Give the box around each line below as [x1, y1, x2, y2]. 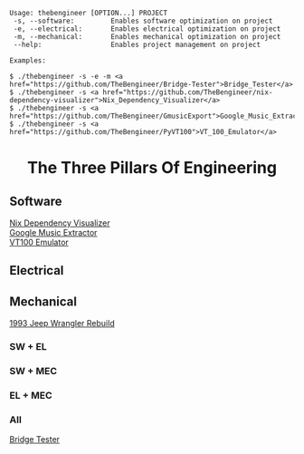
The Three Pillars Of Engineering [26, 158, 278, 179]
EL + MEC [9, 389, 52, 401]
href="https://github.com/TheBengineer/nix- [102, 88, 273, 97]
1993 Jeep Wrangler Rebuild [9, 318, 115, 329]
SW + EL [9, 341, 47, 353]
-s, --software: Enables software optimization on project [13, 16, 273, 25]
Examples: [9, 56, 47, 65]
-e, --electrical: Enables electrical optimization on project [13, 24, 281, 34]
